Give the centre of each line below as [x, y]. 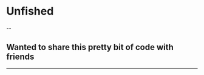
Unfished [30, 11]
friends [20, 57]
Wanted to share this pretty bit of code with [90, 47]
